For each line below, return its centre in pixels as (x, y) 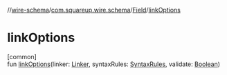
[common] (22, 56)
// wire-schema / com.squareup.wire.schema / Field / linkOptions (94, 10)
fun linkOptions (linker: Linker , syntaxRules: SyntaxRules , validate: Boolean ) (113, 64)
